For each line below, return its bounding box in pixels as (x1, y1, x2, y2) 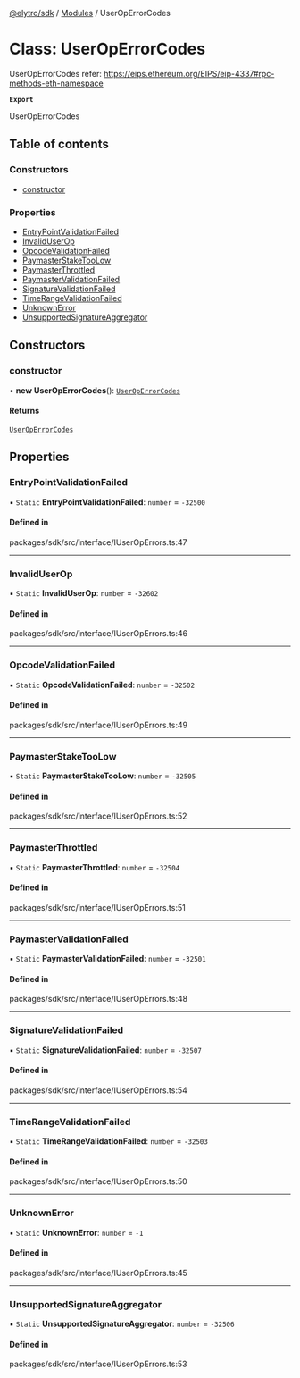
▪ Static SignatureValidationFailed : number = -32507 (9, 1045, 203, 1055)
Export (9, 95, 34, 104)
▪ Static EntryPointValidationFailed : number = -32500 (9, 496, 205, 508)
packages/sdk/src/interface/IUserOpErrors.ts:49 (9, 719, 188, 730)
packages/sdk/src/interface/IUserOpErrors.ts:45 (9, 1267, 187, 1278)
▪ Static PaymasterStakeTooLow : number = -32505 (9, 770, 196, 781)
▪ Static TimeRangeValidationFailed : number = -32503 (9, 1136, 208, 1147)
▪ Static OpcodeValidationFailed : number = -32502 (9, 679, 195, 690)
